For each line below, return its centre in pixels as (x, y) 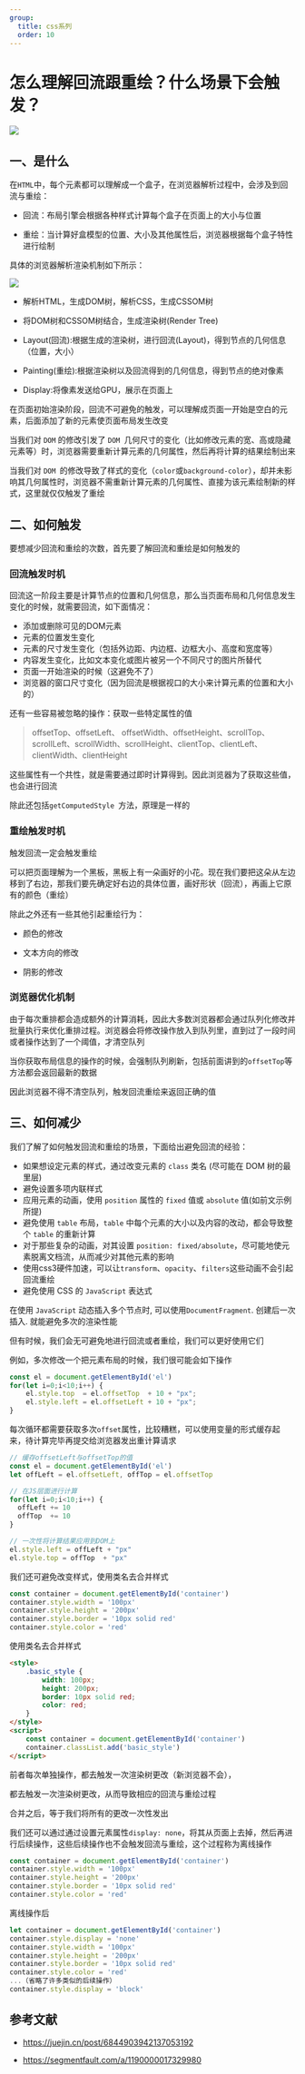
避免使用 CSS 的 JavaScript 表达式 (87, 1291)
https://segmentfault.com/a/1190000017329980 (112, 2059)
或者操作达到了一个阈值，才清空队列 (77, 1041)
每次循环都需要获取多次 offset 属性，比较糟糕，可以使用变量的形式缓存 (141, 1430)
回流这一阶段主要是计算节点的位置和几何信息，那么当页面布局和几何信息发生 (152, 595)
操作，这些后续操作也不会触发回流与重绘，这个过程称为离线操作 (152, 1843)
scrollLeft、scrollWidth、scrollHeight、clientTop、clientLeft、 (147, 744)
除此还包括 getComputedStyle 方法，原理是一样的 (100, 805)
